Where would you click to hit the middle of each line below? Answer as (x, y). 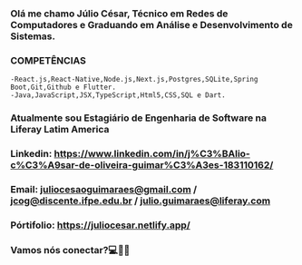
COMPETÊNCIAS (49, 60)
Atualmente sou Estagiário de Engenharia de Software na (138, 118)
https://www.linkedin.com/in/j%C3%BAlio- (152, 154)
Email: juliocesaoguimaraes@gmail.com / (104, 189)
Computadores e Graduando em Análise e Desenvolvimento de (151, 25)
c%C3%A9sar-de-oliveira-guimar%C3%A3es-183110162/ (142, 165)
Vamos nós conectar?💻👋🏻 (70, 250)
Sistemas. (33, 36)
